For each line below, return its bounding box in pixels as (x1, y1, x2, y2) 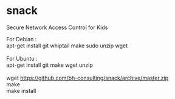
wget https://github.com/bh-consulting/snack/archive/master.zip (6, 74, 169, 81)
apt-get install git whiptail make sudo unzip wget (6, 42, 128, 49)
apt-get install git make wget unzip (6, 61, 93, 69)
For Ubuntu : (6, 55, 38, 62)
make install (6, 87, 36, 94)
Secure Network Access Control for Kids (6, 24, 108, 31)
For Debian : (6, 35, 37, 43)
